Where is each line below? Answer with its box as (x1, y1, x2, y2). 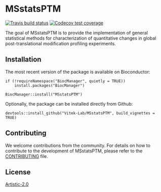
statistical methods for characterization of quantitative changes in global (5, 35, 156, 41)
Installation (5, 55, 42, 64)
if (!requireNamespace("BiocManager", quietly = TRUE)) (5, 78, 126, 84)
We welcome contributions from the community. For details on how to (5, 142, 151, 148)
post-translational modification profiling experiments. (5, 40, 116, 46)
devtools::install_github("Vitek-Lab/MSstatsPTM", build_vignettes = (5, 110, 155, 116)
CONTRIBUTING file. (5, 153, 48, 159)
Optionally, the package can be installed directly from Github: (5, 101, 133, 107)
